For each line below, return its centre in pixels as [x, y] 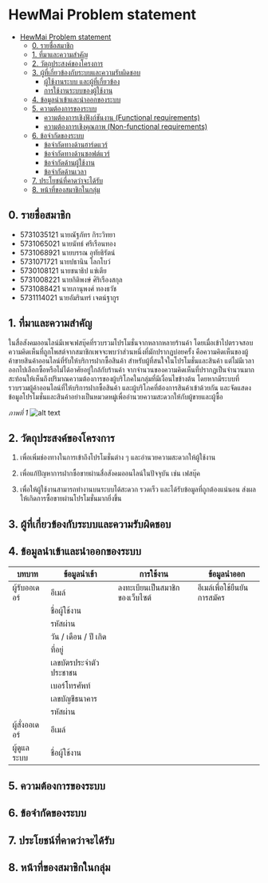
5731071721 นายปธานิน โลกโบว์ [65, 261]
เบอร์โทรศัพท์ [71, 685]
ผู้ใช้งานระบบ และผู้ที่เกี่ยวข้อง [82, 81]
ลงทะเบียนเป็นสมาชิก [149, 588]
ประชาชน [64, 672]
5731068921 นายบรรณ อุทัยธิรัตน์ [67, 252]
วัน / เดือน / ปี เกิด [79, 636]
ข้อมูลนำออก [227, 574]
